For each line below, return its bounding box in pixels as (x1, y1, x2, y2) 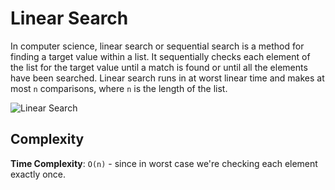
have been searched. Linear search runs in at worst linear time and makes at (10, 72, 325, 84)
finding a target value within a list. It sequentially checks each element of (10, 50, 311, 62)
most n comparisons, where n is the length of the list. (10, 82, 228, 94)
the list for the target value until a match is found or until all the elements (10, 61, 308, 73)
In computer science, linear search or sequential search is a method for (10, 40, 305, 52)
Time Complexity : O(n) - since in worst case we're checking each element (10, 157, 318, 169)
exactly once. (10, 168, 67, 180)
